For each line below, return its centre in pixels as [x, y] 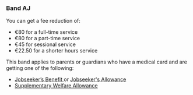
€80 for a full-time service [46, 32]
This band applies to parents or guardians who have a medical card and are [97, 62]
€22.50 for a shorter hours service [56, 51]
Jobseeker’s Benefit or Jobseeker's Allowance [70, 79]
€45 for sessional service [45, 44]
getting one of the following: [40, 68]
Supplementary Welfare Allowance [56, 86]
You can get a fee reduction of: [43, 21]
